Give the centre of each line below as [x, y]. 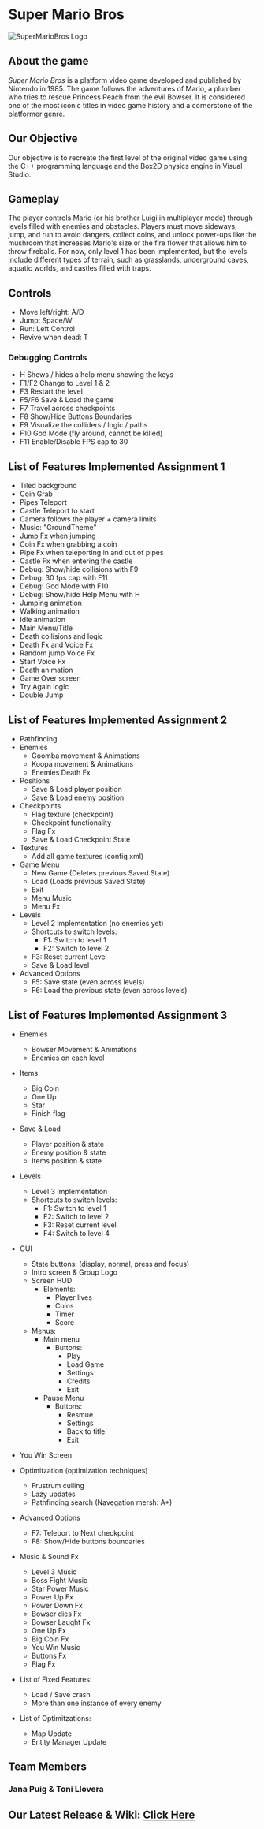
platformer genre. [37, 114]
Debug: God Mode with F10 [64, 586]
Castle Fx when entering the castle [76, 561]
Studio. [20, 174]
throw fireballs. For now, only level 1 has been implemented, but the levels [128, 252]
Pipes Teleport [43, 502]
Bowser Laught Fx [61, 1622]
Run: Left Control [47, 329]
